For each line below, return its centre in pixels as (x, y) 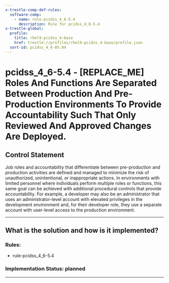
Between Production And (59, 93)
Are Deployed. (36, 136)
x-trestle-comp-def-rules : (33, 10)
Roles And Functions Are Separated (81, 83)
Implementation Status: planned (45, 269)
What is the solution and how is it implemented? (82, 230)
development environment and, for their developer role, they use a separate (83, 204)
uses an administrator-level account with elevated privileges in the (74, 199)
